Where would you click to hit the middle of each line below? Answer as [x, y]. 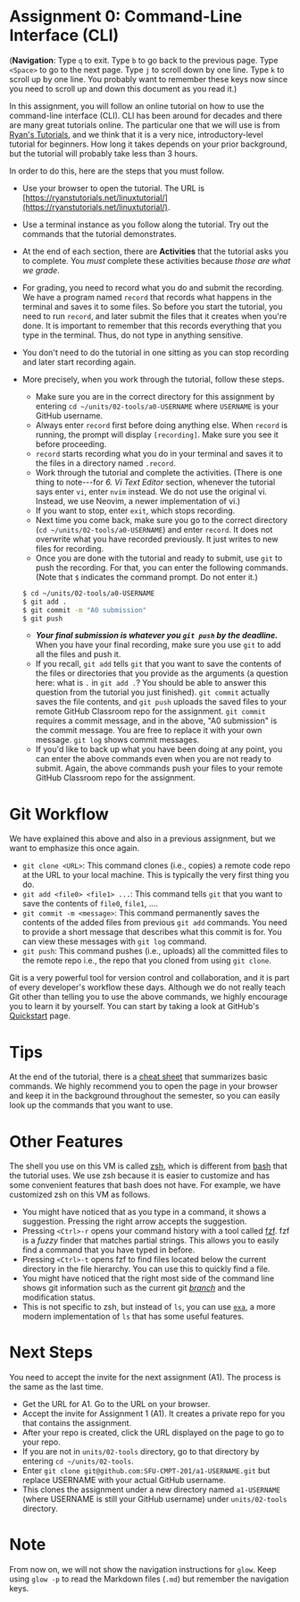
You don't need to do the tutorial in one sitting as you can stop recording [155, 352]
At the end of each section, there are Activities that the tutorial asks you [155, 251]
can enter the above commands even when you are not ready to [154, 759]
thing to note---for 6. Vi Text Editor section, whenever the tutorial [155, 482]
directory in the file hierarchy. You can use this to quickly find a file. [146, 1269]
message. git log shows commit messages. [117, 740]
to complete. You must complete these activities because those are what [156, 260]
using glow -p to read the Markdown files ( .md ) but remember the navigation [149, 1579]
